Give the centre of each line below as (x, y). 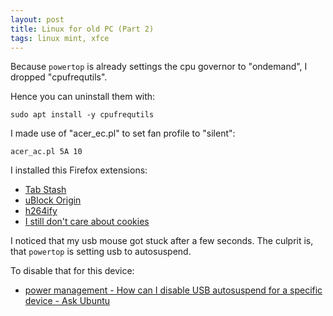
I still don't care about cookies (87, 222)
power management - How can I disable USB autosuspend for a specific (173, 290)
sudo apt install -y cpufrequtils (82, 115)
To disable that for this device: (72, 271)
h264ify (41, 211)
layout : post (37, 19)
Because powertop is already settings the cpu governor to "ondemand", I (159, 67)
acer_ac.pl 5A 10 (46, 152)
